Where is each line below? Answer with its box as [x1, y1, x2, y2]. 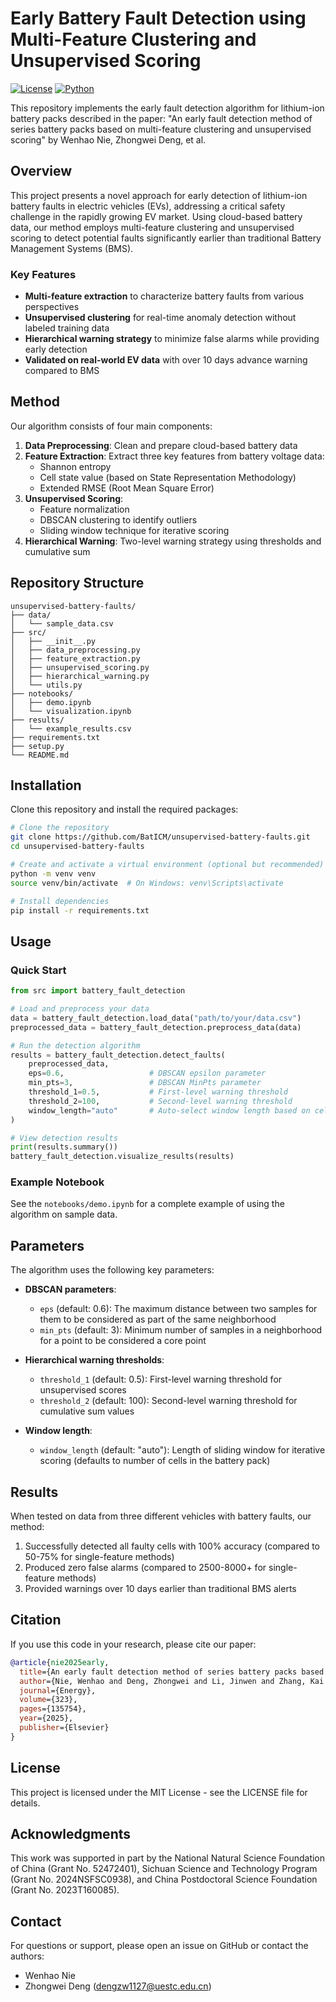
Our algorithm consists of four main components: [10, 420, 213, 432]
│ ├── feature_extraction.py [10, 653, 141, 664]
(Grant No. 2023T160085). [10, 1884, 120, 1896]
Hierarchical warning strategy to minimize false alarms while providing [24, 333, 320, 345]
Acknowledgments [10, 1825, 132, 1842]
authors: [10, 1950, 45, 1962]
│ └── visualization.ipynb [10, 706, 132, 716]
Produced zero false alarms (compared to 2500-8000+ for [24, 1562, 267, 1574]
